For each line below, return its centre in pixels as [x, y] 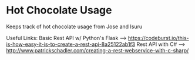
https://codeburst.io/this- [159, 38]
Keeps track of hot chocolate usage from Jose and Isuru [74, 26]
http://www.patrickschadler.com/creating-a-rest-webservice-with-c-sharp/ [97, 50]
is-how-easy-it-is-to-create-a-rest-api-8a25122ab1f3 [71, 44]
